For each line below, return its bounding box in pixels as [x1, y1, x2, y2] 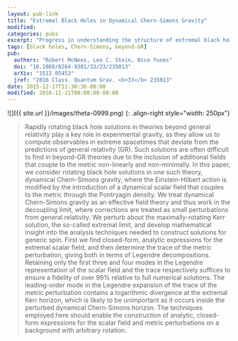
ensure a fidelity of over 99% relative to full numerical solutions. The [24, 274, 225, 282]
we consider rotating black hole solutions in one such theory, [24, 168, 203, 177]
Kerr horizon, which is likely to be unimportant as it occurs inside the [24, 296, 225, 305]
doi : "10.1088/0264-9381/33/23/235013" [13, 63, 132, 70]
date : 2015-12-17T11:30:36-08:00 [7, 83, 106, 90]
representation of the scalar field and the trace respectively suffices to [24, 266, 231, 274]
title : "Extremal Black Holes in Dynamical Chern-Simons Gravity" [7, 17, 208, 24]
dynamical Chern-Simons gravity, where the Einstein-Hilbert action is [24, 175, 227, 184]
